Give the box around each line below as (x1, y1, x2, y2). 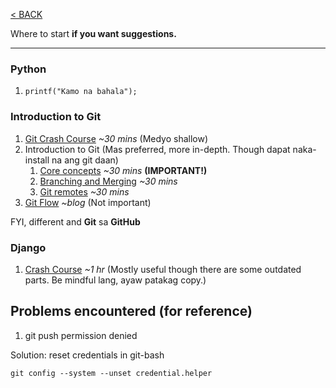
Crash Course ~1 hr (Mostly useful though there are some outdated (24, 263, 302, 275)
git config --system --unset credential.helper (10, 368, 213, 378)
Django (10, 240, 47, 254)
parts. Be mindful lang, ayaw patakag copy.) (24, 274, 207, 286)
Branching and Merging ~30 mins (39, 175, 178, 187)
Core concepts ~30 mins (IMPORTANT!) (39, 164, 208, 176)
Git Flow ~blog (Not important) (24, 196, 152, 208)
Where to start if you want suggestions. (10, 28, 177, 39)
